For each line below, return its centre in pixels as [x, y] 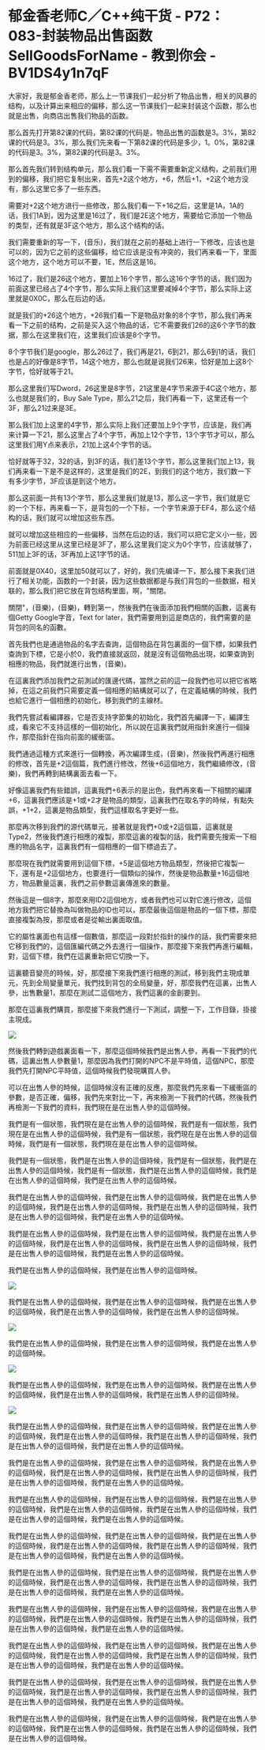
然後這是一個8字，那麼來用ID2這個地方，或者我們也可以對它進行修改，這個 [130, 899]
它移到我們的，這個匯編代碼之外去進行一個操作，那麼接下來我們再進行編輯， [132, 946]
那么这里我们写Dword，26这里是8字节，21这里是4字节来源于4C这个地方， [129, 388]
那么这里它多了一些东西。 [63, 188]
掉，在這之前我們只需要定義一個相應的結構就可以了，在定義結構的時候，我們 [132, 690]
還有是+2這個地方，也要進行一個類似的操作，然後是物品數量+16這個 [132, 873]
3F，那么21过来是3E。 [45, 408]
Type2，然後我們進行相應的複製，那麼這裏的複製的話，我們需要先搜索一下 [129, 836]
